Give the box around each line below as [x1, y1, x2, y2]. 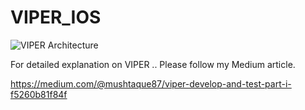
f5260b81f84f [10, 88, 68, 100]
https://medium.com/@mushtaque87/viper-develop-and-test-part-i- [10, 77, 292, 90]
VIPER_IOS [10, 6, 102, 29]
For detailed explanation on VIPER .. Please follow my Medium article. [10, 58, 296, 70]
